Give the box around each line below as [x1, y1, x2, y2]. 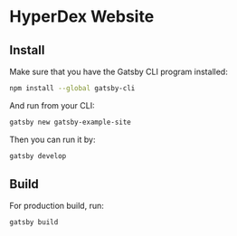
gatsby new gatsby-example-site [9, 118, 131, 127]
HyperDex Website [9, 6, 155, 27]
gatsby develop [9, 151, 67, 160]
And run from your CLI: [9, 99, 95, 110]
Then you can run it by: [9, 134, 96, 145]
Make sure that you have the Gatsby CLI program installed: [9, 66, 228, 77]
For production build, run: [9, 201, 104, 212]
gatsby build [9, 218, 59, 227]
